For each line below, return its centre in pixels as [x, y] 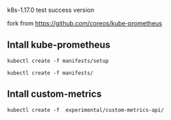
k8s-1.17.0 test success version [51, 10]
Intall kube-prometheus [59, 45]
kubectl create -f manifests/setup [58, 61]
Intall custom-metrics [54, 94]
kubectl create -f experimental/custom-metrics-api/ [86, 110]
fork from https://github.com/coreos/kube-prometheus [85, 23]
